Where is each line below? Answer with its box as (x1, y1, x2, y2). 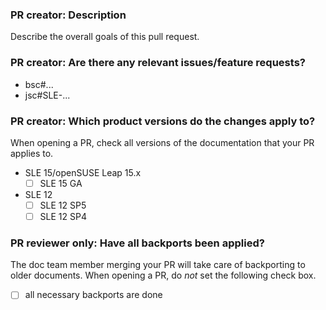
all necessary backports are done (24, 289, 163, 301)
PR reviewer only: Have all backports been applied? (10, 236, 265, 250)
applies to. (10, 147, 54, 159)
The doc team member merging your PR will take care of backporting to (10, 259, 306, 271)
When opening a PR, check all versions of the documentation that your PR (10, 136, 315, 148)
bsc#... (24, 78, 54, 90)
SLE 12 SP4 (39, 211, 87, 223)
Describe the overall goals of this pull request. (10, 31, 200, 43)
